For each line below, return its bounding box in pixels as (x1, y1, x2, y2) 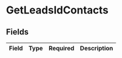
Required (48, 45, 75, 52)
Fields (6, 27, 29, 37)
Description (79, 45, 114, 52)
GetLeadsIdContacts (6, 4, 109, 17)
